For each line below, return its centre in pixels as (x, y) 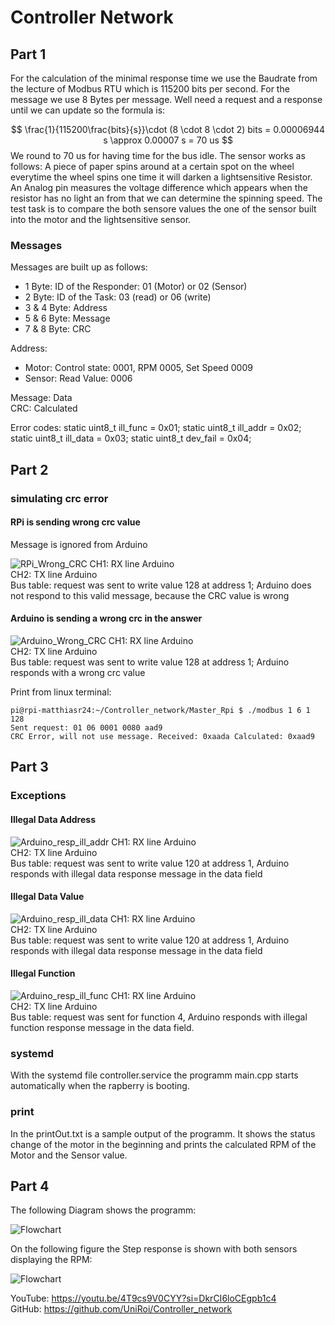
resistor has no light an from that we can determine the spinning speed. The (166, 198)
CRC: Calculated (44, 408)
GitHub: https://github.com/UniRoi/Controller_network (121, 1309)
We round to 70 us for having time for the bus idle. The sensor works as (158, 155)
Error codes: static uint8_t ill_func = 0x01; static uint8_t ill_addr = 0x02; (156, 428)
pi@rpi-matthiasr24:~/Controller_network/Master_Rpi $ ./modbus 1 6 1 (160, 711)
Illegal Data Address (53, 819)
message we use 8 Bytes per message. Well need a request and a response (166, 99)
